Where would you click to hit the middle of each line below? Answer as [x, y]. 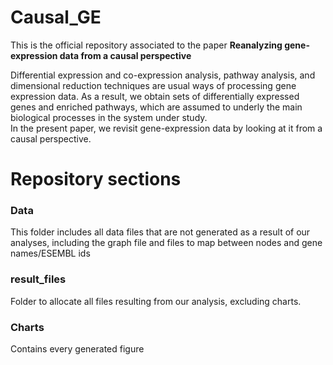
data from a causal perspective [125, 55]
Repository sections [96, 179]
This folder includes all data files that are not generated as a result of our [160, 232]
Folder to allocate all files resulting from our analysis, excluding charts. [156, 301]
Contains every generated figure [77, 349]
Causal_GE [56, 17]
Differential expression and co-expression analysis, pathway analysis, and [163, 75]
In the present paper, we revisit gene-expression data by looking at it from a [166, 128]
